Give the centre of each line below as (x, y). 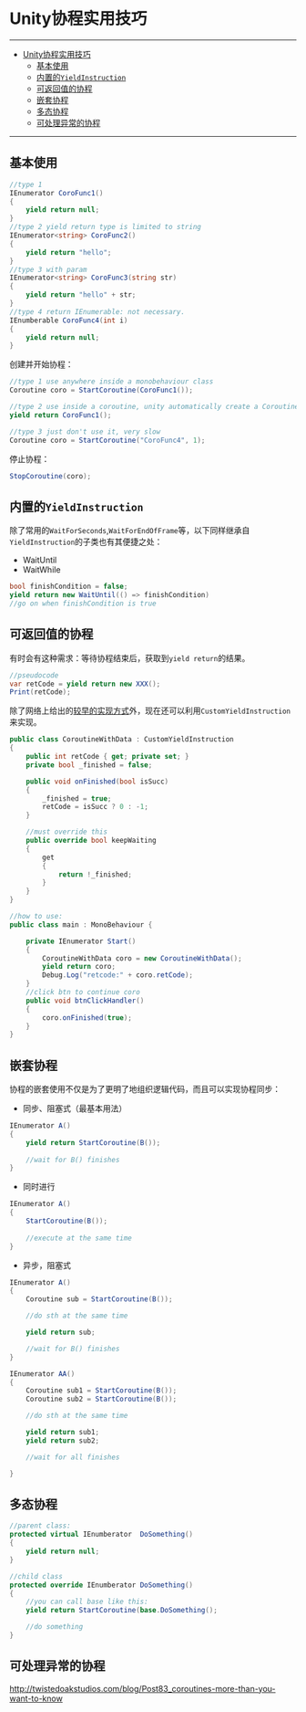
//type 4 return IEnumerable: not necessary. (97, 311)
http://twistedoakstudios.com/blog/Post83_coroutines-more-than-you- (143, 1688)
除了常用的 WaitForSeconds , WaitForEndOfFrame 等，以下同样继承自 (130, 530)
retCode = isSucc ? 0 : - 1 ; (95, 807)
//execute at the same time (79, 1238)
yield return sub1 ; (63, 1433)
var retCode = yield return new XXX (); (85, 684)
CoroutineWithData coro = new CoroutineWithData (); (143, 958)
